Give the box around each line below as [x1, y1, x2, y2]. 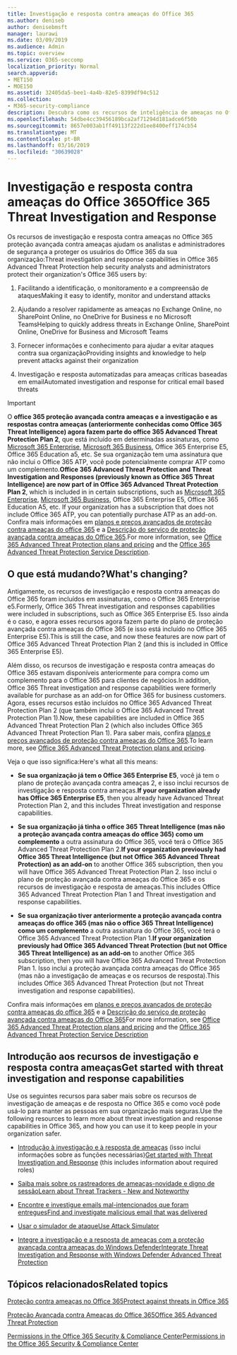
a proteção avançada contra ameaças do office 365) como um [17, 829, 204, 838]
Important [7, 398, 36, 407]
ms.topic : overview [7, 50, 65, 57]
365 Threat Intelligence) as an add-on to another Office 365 [17, 949, 195, 957]
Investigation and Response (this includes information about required [17, 1158, 219, 1166]
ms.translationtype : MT [7, 129, 78, 136]
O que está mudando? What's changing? [7, 568, 188, 580]
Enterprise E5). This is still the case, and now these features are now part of [7, 632, 226, 640]
